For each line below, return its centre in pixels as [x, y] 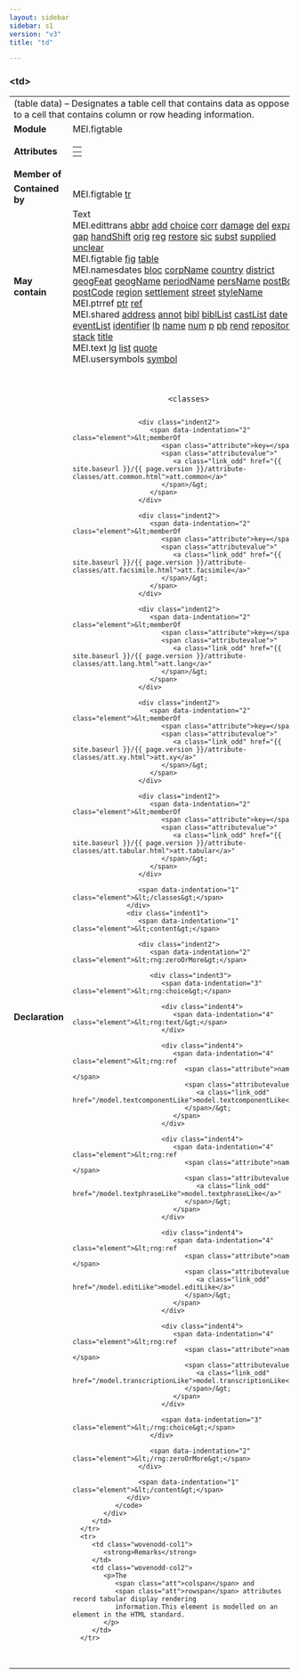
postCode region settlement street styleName [168, 292]
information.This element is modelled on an [197, 1607]
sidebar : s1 [31, 26]
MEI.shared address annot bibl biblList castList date [180, 314]
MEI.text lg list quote [115, 347]
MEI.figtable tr [102, 194]
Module [30, 128]
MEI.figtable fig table [116, 258]
